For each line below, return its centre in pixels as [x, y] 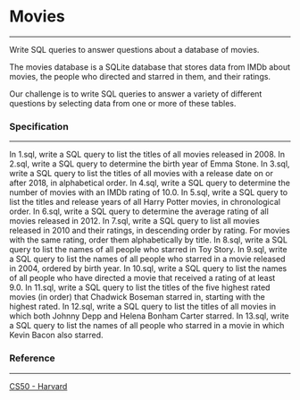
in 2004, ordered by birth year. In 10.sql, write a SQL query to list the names [148, 268]
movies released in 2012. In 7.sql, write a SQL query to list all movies [135, 221]
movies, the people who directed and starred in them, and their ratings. [140, 76]
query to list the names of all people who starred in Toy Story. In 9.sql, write [148, 250]
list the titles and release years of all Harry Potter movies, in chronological [145, 202]
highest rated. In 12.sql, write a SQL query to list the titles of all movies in [143, 307]
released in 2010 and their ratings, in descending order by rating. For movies [150, 231]
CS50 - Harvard [38, 386]
